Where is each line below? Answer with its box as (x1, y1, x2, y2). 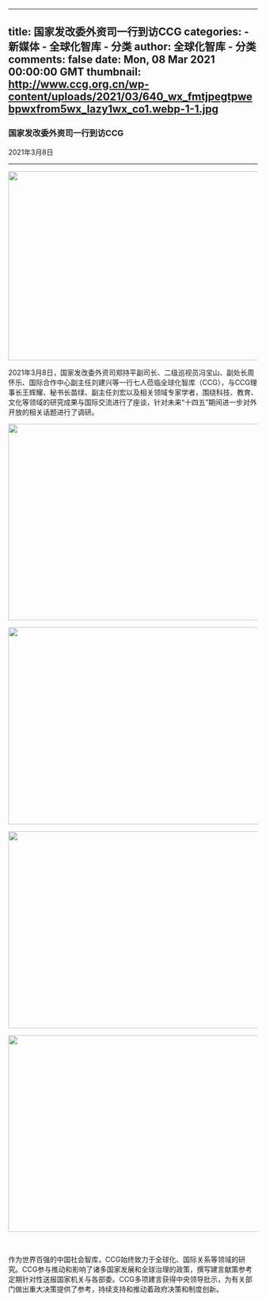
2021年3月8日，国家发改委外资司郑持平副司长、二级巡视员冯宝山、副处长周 (8, 368, 255, 377)
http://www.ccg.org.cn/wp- (8, 78, 150, 91)
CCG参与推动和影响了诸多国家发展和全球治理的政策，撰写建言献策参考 (21, 1265, 253, 1274)
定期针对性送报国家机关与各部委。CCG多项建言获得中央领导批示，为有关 (8, 1274, 245, 1284)
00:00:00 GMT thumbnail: (8, 65, 142, 79)
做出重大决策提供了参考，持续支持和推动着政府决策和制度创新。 (14, 1284, 223, 1294)
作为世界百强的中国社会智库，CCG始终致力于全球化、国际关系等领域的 (8, 1254, 239, 1264)
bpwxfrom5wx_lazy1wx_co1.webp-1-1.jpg (8, 102, 219, 116)
